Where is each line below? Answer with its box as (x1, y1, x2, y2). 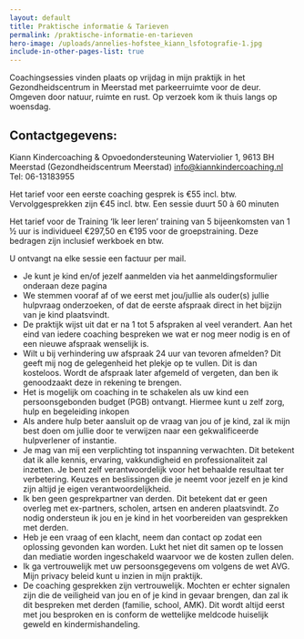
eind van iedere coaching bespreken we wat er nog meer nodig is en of (22, 329, 291, 340)
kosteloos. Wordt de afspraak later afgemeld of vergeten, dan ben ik (22, 367, 279, 378)
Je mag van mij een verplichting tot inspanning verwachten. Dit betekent (22, 444, 295, 455)
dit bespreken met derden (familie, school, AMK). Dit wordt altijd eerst (22, 599, 285, 610)
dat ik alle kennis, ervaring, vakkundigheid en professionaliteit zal (22, 454, 269, 465)
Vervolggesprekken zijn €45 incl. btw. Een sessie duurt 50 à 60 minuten (9, 198, 279, 209)
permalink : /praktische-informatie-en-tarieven (9, 30, 194, 39)
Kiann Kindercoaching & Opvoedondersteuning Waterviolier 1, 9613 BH (9, 151, 275, 162)
